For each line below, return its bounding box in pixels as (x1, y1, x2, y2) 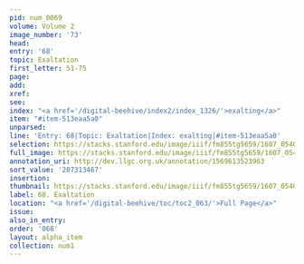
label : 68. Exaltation (9, 191, 95, 200)
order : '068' (9, 224, 59, 233)
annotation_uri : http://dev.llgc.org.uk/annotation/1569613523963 (9, 156, 265, 166)
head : (9, 38, 30, 48)
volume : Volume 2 (9, 22, 75, 31)
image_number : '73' (9, 30, 83, 39)
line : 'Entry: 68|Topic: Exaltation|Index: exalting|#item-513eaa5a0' (9, 132, 281, 141)
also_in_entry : (9, 215, 67, 225)
